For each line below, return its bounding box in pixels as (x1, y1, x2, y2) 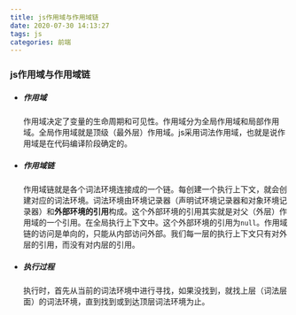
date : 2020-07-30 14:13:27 (10, 21, 110, 30)
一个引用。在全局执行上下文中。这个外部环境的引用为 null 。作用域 (46, 218, 288, 228)
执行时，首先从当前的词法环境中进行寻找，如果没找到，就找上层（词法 (22, 285, 280, 296)
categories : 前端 (10, 37, 72, 47)
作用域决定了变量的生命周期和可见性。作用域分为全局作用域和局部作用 (22, 116, 280, 127)
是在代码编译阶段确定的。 (38, 138, 132, 149)
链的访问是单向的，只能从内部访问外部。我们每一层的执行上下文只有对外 (22, 228, 287, 239)
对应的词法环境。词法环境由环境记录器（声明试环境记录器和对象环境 (30, 196, 280, 206)
